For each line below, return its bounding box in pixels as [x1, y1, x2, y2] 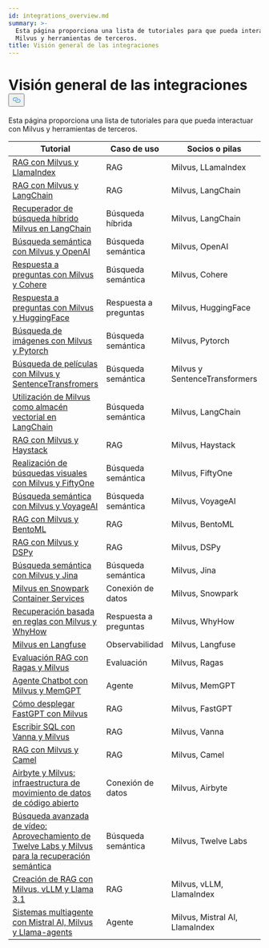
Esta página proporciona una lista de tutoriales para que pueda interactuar [8, 115, 254, 125]
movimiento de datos [12, 788, 92, 799]
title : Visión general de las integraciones [8, 42, 159, 50]
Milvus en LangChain [12, 223, 92, 234]
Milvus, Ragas [171, 657, 224, 668]
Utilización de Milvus [12, 391, 90, 403]
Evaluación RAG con [12, 652, 89, 663]
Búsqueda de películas [12, 359, 98, 370]
